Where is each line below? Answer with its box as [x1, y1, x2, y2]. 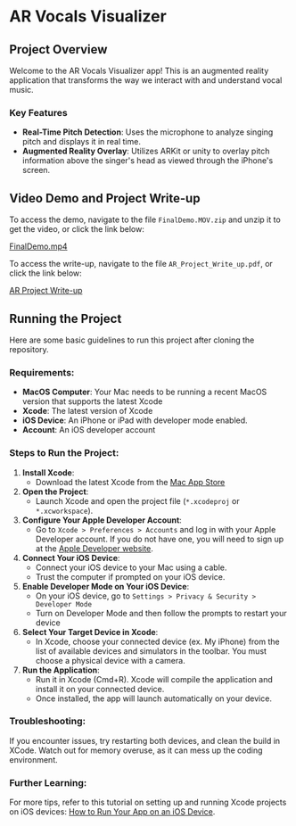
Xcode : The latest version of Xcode [21, 406, 153, 417]
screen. [21, 165, 51, 176]
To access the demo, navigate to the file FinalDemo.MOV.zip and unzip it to [9, 214, 281, 225]
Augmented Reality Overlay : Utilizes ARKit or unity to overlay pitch [21, 145, 270, 157]
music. [9, 85, 34, 95]
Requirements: [9, 366, 75, 378]
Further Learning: [9, 776, 87, 789]
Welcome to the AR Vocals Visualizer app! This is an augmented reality [9, 65, 269, 76]
